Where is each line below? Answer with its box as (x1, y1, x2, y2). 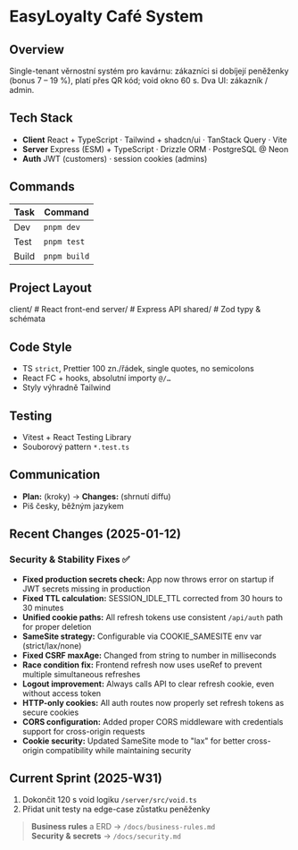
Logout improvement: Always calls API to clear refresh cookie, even (21, 678, 275, 689)
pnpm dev (43, 222, 80, 232)
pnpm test (43, 236, 86, 247)
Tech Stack (9, 110, 73, 126)
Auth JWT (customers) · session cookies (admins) (21, 153, 208, 164)
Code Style (9, 339, 72, 354)
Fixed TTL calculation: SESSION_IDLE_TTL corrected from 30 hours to (21, 592, 283, 603)
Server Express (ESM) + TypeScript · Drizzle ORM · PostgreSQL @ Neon (21, 143, 289, 154)
